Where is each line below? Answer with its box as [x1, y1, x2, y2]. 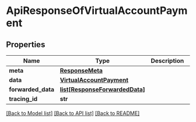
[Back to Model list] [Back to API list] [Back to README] [6, 110, 140, 117]
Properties [6, 40, 45, 49]
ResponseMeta [60, 67, 103, 74]
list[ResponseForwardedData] [60, 85, 145, 94]
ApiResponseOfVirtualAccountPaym [6, 4, 188, 17]
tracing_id [9, 95, 38, 103]
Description [150, 57, 184, 64]
